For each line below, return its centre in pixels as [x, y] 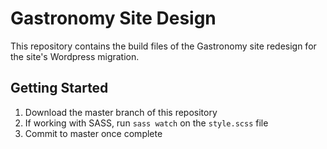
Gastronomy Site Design [113, 18]
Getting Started [59, 88]
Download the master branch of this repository [121, 112]
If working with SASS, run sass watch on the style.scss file [146, 123]
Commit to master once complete [93, 133]
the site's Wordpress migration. [75, 56]
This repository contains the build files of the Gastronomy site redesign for [163, 46]
